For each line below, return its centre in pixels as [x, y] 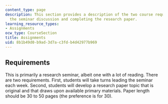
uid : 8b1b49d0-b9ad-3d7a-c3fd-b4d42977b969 [51, 42]
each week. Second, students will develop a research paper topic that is [79, 85]
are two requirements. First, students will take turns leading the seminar [79, 80]
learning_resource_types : [32, 24]
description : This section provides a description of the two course [79, 14]
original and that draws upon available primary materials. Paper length [77, 90]
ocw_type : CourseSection [31, 33]
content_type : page [25, 10]
